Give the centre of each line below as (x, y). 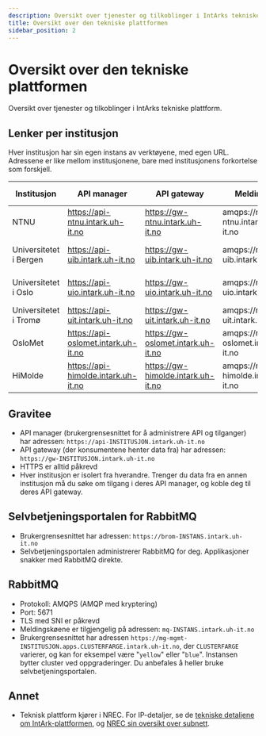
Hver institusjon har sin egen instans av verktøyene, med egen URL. (119, 152)
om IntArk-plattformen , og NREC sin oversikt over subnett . (114, 723)
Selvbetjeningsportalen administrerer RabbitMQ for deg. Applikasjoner (134, 551)
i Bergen (28, 260)
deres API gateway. (51, 492)
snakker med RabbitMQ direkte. (71, 559)
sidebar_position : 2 (42, 30)
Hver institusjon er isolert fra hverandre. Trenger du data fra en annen (133, 475)
